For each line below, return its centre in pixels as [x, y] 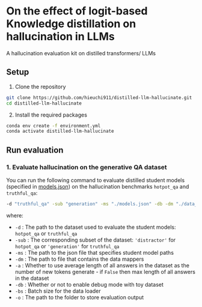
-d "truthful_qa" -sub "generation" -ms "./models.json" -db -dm [90, 204]
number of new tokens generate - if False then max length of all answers [105, 272]
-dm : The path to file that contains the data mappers [79, 259]
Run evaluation [35, 150]
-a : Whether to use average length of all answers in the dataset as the [102, 265]
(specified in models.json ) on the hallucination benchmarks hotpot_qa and [98, 186]
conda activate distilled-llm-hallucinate [60, 131]
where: [15, 215]
